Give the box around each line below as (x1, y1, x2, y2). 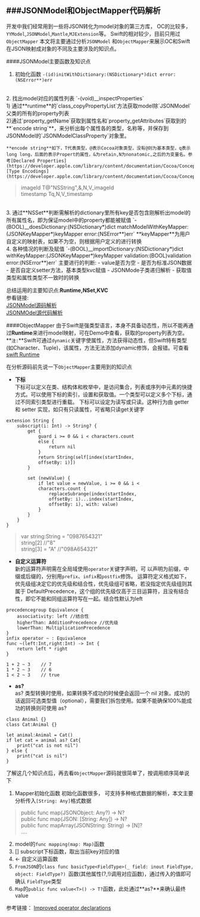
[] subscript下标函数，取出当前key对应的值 (14, 848, 120, 855)
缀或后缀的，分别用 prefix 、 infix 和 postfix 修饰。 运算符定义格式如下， (14, 572, 190, 579)
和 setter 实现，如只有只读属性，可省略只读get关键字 (14, 406, 145, 413)
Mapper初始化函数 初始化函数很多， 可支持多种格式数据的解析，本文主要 (14, 789, 193, 796)
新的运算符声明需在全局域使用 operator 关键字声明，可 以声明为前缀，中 (14, 565, 189, 572)
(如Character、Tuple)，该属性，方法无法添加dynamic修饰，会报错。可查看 (6, 344, 189, 351)
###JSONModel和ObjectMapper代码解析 (6, 5, 161, 16)
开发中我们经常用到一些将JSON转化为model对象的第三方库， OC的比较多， (6, 23, 191, 30)
